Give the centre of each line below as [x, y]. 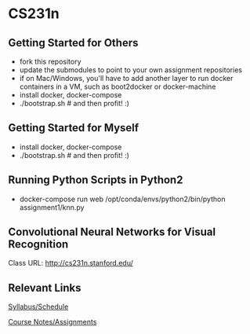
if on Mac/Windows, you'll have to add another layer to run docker [126, 78]
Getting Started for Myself [74, 128]
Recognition [38, 244]
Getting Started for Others [73, 43]
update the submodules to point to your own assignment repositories [131, 70]
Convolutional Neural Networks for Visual [112, 232]
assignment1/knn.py [52, 207]
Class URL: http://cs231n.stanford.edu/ [71, 263]
